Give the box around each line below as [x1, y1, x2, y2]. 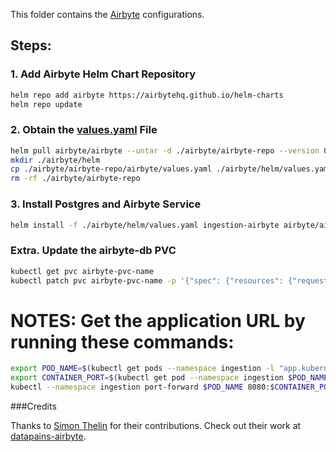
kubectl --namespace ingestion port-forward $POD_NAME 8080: [10, 382, 271, 393]
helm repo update [10, 99, 83, 109]
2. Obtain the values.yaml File [10, 123, 158, 137]
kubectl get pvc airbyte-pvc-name [10, 266, 155, 276]
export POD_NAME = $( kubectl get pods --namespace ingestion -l [10, 364, 275, 374]
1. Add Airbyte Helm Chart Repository [10, 67, 197, 81]
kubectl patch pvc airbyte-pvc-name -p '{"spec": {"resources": [10, 275, 284, 286]
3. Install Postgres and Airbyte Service [10, 197, 202, 211]
